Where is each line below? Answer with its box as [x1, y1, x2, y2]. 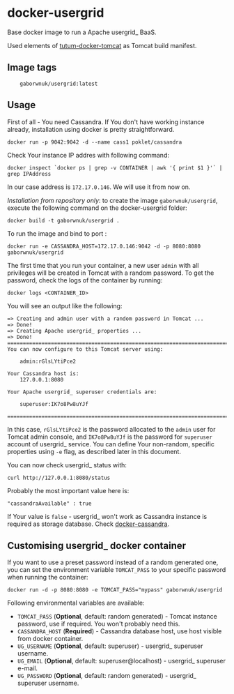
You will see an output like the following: [7, 301, 123, 310]
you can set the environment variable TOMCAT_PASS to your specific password [7, 566, 226, 574]
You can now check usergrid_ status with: [7, 460, 127, 469]
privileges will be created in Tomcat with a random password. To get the [7, 269, 214, 277]
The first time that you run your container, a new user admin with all [7, 261, 199, 269]
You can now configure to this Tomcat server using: [7, 345, 164, 353]
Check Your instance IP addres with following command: [7, 151, 169, 159]
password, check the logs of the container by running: [7, 276, 163, 284]
